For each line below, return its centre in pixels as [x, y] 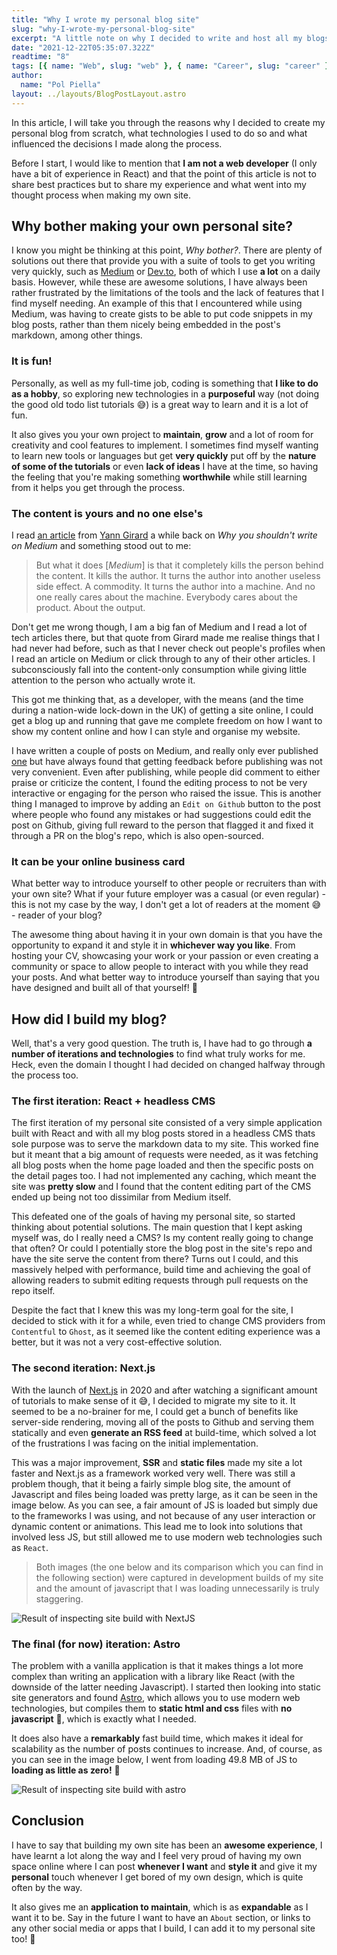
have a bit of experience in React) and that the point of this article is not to [164, 173]
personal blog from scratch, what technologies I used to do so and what [159, 133]
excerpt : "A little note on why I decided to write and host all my [157, 38]
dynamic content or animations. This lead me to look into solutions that [157, 1526]
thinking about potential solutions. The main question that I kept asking [157, 1227]
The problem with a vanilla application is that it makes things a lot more [157, 1666]
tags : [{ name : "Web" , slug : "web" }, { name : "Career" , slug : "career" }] [172, 66]
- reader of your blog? [57, 915]
